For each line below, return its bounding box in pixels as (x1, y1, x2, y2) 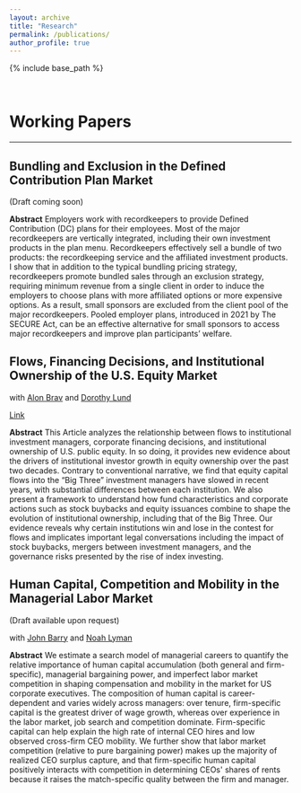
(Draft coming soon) (9, 197, 83, 207)
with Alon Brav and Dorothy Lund (9, 392, 132, 402)
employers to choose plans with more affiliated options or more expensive (9, 290, 283, 301)
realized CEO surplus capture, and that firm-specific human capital (9, 754, 257, 765)
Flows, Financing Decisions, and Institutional (9, 354, 265, 369)
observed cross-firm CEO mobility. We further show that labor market (9, 736, 266, 746)
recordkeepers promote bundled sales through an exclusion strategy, (9, 271, 264, 281)
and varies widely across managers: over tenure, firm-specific (51, 697, 281, 708)
